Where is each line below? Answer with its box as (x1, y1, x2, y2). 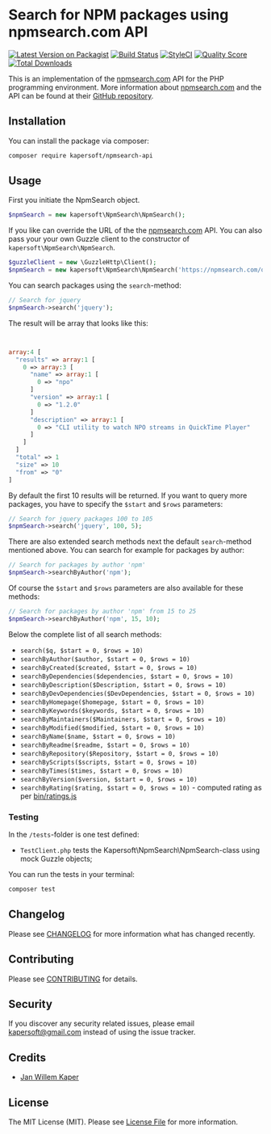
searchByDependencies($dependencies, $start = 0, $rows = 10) (19, 672, 234, 681)
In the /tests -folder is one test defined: (8, 830, 140, 840)
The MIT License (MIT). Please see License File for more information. (8, 1117, 238, 1127)
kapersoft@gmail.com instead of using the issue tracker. (8, 1027, 196, 1037)
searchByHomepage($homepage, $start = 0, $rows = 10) (19, 698, 205, 706)
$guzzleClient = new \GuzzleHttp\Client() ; (8, 259, 157, 267)
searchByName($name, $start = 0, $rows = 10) (19, 732, 176, 740)
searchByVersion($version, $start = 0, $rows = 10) (19, 775, 198, 783)
